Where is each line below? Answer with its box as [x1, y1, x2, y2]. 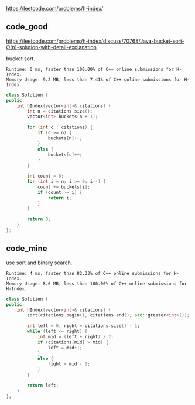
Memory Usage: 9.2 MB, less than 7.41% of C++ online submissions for [6, 76, 182, 83]
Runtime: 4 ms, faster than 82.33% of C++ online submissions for [6, 270, 172, 276]
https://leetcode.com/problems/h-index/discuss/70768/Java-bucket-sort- [6, 38, 184, 45]
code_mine [6, 243, 48, 254]
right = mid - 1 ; [47, 361, 91, 367]
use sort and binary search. [6, 259, 73, 266]
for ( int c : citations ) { [27, 124, 93, 131]
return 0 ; [27, 216, 51, 222]
